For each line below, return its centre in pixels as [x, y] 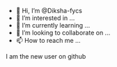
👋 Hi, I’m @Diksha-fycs [49, 11]
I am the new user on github [46, 56]
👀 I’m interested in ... [45, 18]
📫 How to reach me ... [48, 40]
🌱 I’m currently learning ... [53, 25]
